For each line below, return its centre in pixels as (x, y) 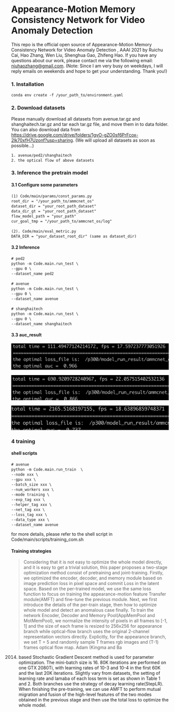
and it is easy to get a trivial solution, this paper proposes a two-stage (95, 567)
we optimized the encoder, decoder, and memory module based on (93, 578)
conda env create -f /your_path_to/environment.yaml (67, 95)
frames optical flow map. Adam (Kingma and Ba (72, 647)
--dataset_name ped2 (33, 274)
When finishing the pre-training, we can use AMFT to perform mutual (89, 689)
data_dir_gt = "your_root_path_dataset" (54, 211)
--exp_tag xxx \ (28, 500)
